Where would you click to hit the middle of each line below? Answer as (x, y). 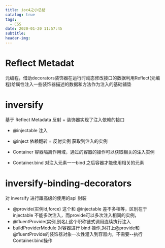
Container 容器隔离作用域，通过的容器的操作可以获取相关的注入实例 (84, 152)
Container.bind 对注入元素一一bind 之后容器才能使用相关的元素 (78, 162)
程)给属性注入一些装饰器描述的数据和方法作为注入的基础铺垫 (69, 84)
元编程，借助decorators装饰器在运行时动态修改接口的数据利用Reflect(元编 (83, 78)
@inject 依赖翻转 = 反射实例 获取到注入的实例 (60, 141)
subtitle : (16, 33)
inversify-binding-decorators (69, 183)
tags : (11, 19)
